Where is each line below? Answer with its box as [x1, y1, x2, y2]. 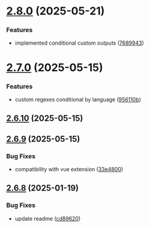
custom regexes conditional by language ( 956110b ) [14, 95, 141, 103]
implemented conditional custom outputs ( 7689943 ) [14, 39, 144, 46]
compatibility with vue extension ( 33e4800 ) [14, 166, 124, 173]
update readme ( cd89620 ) [14, 215, 81, 222]
